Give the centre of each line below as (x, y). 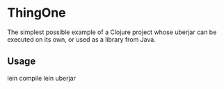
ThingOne (37, 13)
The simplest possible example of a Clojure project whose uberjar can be (112, 32)
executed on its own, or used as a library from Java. (82, 39)
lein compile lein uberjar (42, 78)
